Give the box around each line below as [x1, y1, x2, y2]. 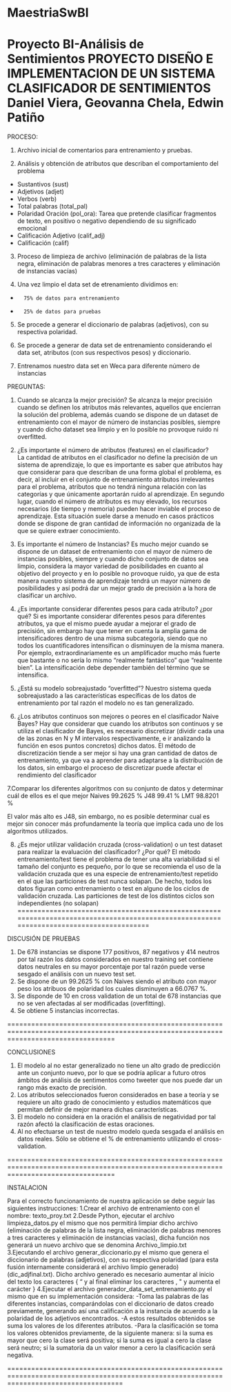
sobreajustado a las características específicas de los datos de [17, 692, 197, 700]
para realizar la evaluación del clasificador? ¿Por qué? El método [17, 848, 201, 856]
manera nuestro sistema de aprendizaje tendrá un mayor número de [17, 577, 211, 585]
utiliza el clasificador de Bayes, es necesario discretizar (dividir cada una [17, 727, 225, 735]
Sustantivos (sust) [17, 180, 69, 188]
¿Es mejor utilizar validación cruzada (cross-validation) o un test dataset [17, 840, 223, 849]
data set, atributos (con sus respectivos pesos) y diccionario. [17, 349, 192, 357]
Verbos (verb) [17, 195, 57, 203]
